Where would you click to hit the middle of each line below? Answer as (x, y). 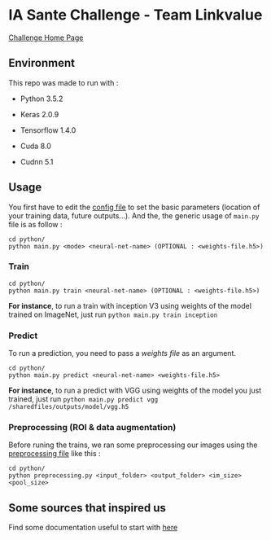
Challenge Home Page (46, 37)
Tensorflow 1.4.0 (48, 130)
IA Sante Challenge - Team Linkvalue (135, 15)
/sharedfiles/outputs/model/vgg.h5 (69, 407)
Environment (42, 63)
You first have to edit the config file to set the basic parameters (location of (134, 207)
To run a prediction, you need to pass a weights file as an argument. (122, 353)
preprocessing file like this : (55, 454)
